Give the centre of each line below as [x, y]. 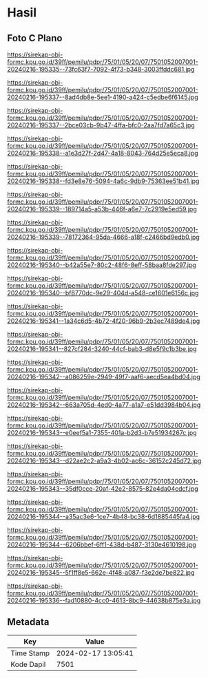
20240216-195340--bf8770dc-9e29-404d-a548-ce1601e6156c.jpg [103, 293]
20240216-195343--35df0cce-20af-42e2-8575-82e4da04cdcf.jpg [103, 489]
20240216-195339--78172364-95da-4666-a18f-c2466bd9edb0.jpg [103, 237]
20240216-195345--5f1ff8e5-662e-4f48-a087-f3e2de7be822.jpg [101, 572]
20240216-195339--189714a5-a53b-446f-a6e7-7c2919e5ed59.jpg [102, 209]
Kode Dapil [28, 664]
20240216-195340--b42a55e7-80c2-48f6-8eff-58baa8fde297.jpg [102, 265]
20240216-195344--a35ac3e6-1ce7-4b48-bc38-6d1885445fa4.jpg [104, 517]
